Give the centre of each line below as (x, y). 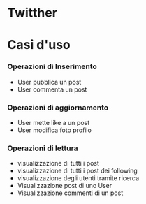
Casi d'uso (39, 45)
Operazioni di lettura (43, 148)
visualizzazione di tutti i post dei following (77, 171)
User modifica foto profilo (54, 130)
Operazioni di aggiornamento (58, 108)
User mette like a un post (53, 122)
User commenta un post (52, 89)
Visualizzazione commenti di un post (70, 193)
